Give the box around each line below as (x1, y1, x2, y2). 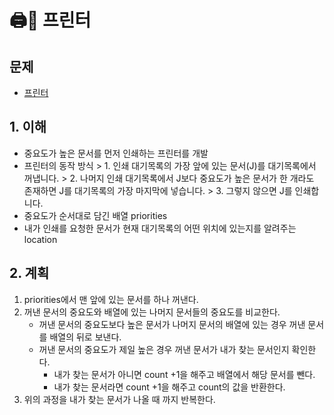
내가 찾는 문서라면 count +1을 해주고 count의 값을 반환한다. (53, 381, 286, 393)
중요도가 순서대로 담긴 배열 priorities (23, 209, 168, 221)
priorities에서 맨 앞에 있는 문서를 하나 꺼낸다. (23, 293, 199, 305)
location (23, 233, 58, 245)
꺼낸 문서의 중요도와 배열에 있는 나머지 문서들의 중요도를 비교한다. (23, 306, 281, 318)
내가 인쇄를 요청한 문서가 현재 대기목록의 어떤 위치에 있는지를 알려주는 (23, 222, 297, 234)
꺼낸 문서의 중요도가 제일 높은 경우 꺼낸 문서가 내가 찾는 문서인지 (38, 343, 290, 355)
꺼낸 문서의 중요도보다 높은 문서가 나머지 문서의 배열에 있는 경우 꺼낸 (38, 318, 306, 330)
